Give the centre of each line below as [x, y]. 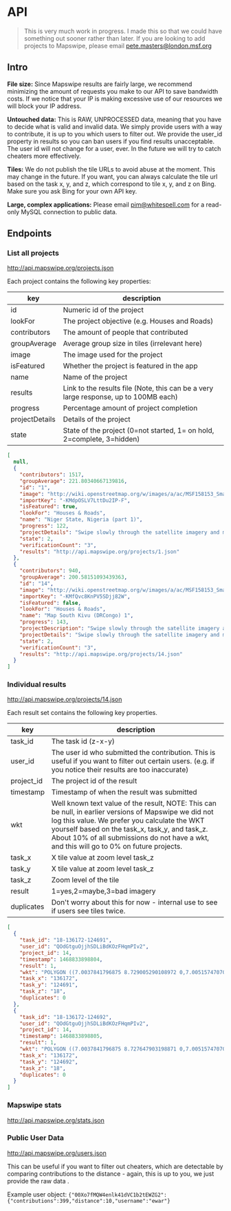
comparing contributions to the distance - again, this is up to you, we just [111, 1173]
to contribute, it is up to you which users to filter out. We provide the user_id [115, 134]
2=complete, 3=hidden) [101, 439]
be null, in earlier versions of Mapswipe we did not [132, 812]
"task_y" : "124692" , [49, 1062]
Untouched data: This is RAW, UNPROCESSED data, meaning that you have [114, 119]
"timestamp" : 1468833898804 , [61, 959]
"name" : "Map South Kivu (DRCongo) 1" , [77, 616]
